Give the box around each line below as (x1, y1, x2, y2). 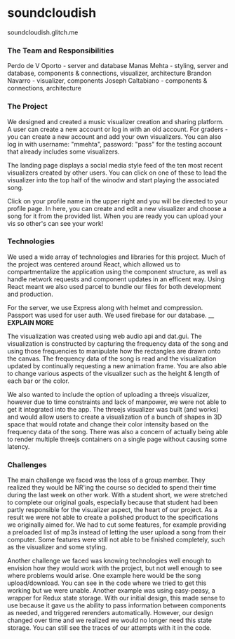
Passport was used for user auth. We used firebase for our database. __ (7, 311, 215, 319)
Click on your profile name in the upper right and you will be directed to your (7, 196, 228, 205)
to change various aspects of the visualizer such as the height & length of (7, 369, 220, 377)
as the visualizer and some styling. (7, 543, 107, 551)
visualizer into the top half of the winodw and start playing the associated (7, 175, 220, 184)
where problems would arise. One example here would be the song (7, 572, 201, 580)
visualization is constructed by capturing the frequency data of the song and (7, 339, 229, 348)
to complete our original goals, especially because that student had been (7, 498, 218, 506)
